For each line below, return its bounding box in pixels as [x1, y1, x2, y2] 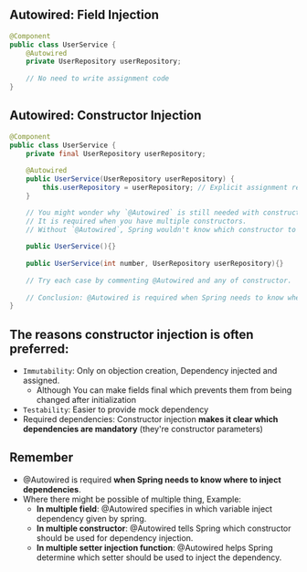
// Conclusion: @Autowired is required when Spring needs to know [26, 292, 284, 302]
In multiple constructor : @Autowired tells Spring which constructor [36, 523, 291, 534]
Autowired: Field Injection [9, 7, 160, 23]
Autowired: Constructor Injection [9, 108, 202, 123]
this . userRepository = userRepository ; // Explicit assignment [42, 183, 288, 192]
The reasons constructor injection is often [9, 326, 254, 342]
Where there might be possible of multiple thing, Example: [22, 493, 242, 504]
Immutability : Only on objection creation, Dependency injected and [22, 365, 278, 376]
